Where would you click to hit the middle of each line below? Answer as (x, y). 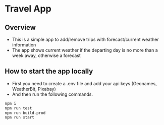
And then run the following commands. (52, 94)
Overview (20, 27)
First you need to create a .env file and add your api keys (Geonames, (84, 83)
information (24, 45)
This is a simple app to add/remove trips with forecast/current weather (86, 39)
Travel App (28, 9)
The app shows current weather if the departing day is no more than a (85, 50)
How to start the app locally (49, 71)
